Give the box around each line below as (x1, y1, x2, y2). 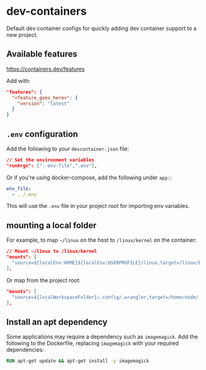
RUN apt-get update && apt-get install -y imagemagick (6, 358, 150, 364)
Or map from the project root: (6, 276, 81, 283)
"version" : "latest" (17, 100, 70, 107)
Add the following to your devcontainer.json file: (6, 145, 129, 152)
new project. (6, 31, 38, 38)
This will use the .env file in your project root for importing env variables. (6, 202, 190, 210)
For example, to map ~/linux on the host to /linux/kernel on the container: (6, 236, 197, 244)
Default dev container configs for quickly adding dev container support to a (6, 25, 197, 32)
